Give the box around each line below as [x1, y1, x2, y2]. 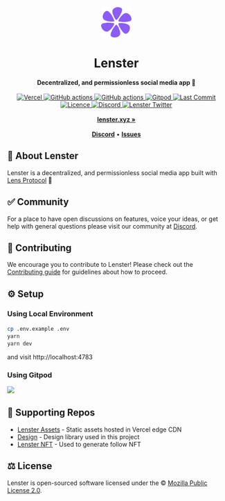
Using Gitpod [7, 370, 53, 379]
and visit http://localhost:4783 [7, 352, 93, 361]
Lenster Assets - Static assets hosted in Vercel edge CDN [17, 425, 182, 434]
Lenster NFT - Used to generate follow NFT [17, 440, 141, 448]
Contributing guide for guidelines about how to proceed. [7, 268, 168, 277]
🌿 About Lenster [7, 150, 79, 162]
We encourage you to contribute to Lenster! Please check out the [7, 261, 194, 269]
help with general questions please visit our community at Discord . [7, 222, 197, 230]
